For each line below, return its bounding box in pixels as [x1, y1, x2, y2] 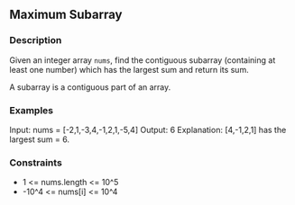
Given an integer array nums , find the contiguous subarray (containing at [9, 54, 276, 66]
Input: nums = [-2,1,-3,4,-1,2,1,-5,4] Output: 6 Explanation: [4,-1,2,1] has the [9, 124, 287, 135]
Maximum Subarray [9, 7, 123, 22]
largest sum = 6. [9, 134, 70, 145]
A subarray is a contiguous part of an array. [9, 81, 171, 93]
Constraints [9, 156, 63, 169]
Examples [9, 103, 54, 116]
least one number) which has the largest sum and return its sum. [9, 64, 250, 75]
